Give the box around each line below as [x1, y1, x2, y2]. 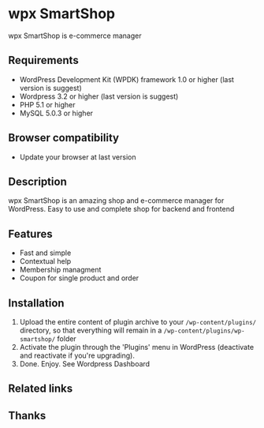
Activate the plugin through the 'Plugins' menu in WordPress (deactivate [19, 343, 255, 351]
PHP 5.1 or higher [19, 99, 76, 109]
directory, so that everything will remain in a [19, 325, 162, 335]
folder [57, 334, 76, 344]
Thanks [8, 408, 46, 422]
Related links [8, 382, 73, 396]
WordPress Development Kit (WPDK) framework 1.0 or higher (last [19, 74, 235, 84]
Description [8, 175, 67, 188]
